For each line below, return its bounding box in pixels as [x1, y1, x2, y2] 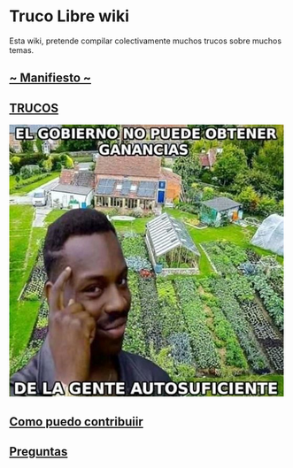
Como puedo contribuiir [9, 414, 143, 429]
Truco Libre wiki [9, 6, 130, 27]
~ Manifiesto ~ [9, 71, 91, 86]
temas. [9, 44, 35, 55]
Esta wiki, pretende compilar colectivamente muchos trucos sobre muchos [9, 35, 281, 46]
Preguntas [9, 444, 68, 459]
